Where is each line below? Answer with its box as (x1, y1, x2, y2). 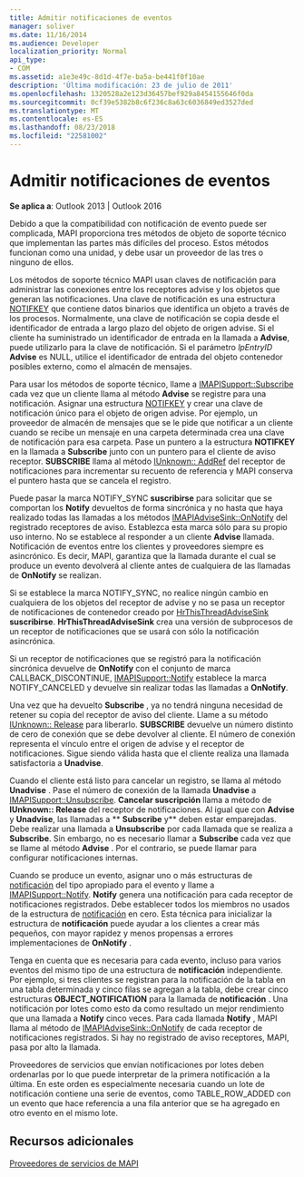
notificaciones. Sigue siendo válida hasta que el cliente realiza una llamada (9, 748, 289, 759)
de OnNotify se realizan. (9, 569, 102, 581)
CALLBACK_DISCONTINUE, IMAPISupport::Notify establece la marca (9, 672, 267, 683)
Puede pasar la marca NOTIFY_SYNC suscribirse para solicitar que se (9, 492, 272, 504)
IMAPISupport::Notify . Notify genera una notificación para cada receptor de (9, 888, 293, 899)
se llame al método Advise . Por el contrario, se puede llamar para (9, 842, 257, 853)
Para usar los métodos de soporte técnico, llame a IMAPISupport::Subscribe (9, 378, 294, 389)
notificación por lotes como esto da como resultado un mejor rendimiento (9, 1003, 284, 1014)
